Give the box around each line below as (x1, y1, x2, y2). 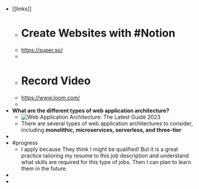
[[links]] (11, 5, 32, 12)
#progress (11, 139, 38, 146)
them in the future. (21, 165, 68, 172)
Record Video (21, 74, 91, 88)
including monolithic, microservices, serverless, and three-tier (21, 126, 181, 133)
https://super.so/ (21, 46, 63, 53)
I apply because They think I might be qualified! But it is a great (21, 145, 178, 153)
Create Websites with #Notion (21, 27, 175, 40)
